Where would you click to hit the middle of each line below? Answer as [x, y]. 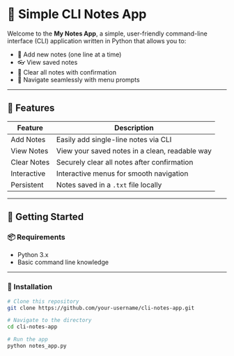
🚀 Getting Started [46, 217]
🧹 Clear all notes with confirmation [67, 72]
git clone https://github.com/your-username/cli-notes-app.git [101, 308]
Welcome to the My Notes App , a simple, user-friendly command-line [107, 33]
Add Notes [28, 139]
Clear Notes [30, 162]
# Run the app [28, 340]
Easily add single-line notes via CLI [114, 139]
